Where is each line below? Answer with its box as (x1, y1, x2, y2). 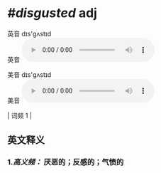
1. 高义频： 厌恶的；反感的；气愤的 (7, 157, 124, 167)
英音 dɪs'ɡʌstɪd (7, 29, 52, 38)
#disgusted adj (7, 5, 98, 21)
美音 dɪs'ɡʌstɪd (7, 70, 52, 79)
